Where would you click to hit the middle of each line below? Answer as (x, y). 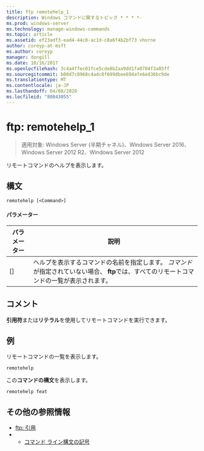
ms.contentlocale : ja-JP (38, 86)
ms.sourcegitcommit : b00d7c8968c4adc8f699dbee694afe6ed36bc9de (88, 74)
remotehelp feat (27, 392)
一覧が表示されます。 (82, 281)
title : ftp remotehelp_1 (38, 12)
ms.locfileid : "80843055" (39, 97)
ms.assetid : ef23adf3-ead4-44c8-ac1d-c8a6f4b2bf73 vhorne (81, 40)
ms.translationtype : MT (36, 80)
